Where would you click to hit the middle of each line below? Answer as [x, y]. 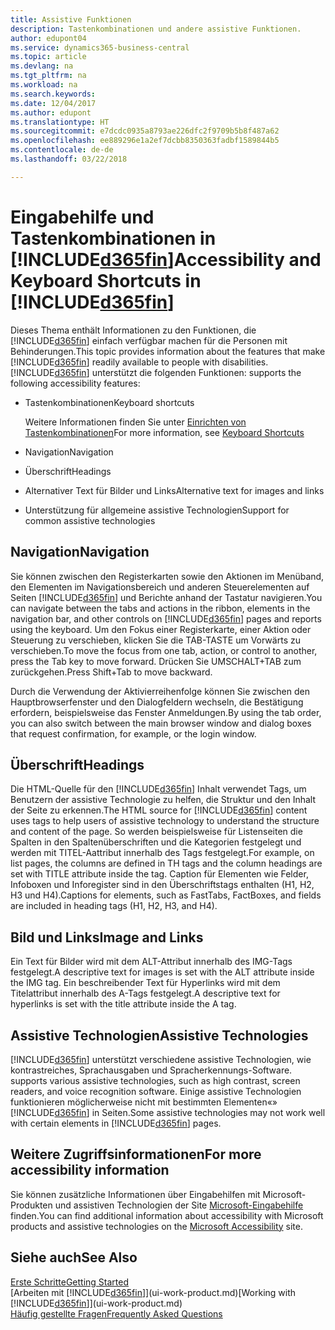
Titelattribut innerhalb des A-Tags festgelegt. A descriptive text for [145, 993]
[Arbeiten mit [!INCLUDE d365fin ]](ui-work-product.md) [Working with [153, 1292]
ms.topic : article [48, 57]
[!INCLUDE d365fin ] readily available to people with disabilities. [139, 362]
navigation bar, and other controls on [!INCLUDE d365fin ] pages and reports [166, 618]
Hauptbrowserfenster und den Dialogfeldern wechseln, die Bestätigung [157, 702]
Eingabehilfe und [82, 217]
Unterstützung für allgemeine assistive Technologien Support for [157, 510]
